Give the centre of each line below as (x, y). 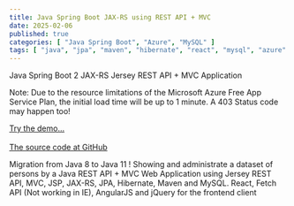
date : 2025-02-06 (41, 26)
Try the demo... (37, 128)
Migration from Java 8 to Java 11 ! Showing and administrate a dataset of (141, 164)
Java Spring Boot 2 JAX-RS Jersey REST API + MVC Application (126, 75)
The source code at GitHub (58, 148)
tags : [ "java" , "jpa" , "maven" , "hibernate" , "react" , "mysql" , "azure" (148, 50)
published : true (39, 34)
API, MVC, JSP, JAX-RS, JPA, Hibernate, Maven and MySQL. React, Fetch (143, 183)
